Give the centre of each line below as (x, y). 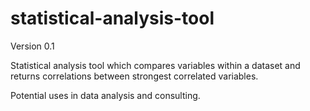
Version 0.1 (32, 46)
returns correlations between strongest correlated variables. (134, 76)
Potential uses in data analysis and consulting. (105, 95)
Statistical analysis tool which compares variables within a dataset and (155, 65)
